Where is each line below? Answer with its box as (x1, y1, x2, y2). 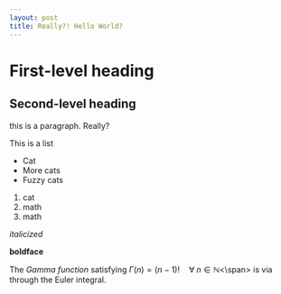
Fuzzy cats (22, 174, 63, 185)
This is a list (9, 137, 54, 149)
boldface (9, 245, 44, 257)
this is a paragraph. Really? (9, 120, 110, 131)
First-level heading (9, 60, 155, 81)
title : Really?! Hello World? (9, 22, 124, 31)
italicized (9, 228, 43, 239)
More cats (22, 164, 61, 176)
